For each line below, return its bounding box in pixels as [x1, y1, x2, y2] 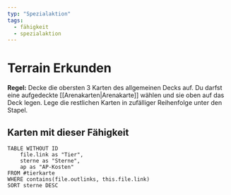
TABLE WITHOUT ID [7, 145, 59, 152]
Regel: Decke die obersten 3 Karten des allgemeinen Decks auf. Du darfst [7, 84, 223, 92]
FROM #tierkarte [7, 170, 55, 177]
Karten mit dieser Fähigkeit [7, 126, 129, 138]
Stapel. [7, 106, 28, 115]
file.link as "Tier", [20, 151, 83, 158]
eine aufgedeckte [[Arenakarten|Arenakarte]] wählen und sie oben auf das [7, 91, 225, 99]
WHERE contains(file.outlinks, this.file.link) [7, 176, 150, 183]
